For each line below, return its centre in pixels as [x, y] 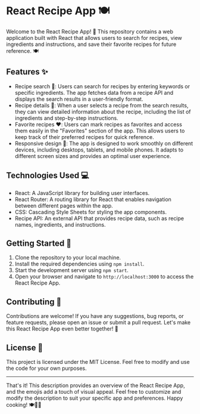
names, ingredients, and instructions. [60, 224]
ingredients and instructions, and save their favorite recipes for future [91, 44]
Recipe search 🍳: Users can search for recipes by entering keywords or [102, 86]
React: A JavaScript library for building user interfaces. [82, 193]
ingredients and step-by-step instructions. [66, 118]
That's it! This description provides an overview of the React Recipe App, [96, 385]
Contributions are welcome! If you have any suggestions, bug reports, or [95, 316]
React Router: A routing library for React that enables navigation [93, 199]
